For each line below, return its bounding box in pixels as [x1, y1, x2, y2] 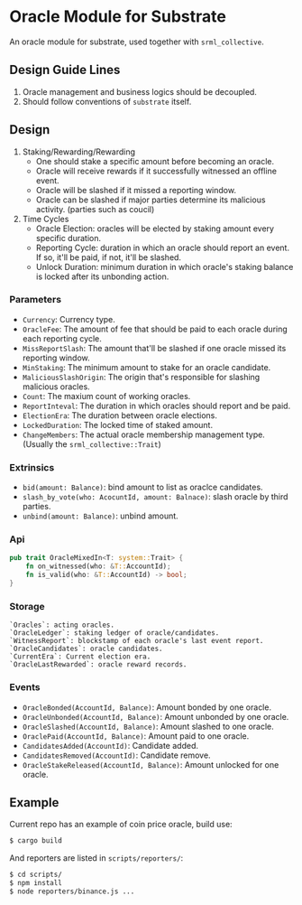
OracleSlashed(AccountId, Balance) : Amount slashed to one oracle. [22, 721, 275, 732]
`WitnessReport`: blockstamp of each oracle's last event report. [9, 637, 264, 646]
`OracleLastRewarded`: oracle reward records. [9, 660, 188, 669]
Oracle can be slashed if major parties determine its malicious [35, 194, 266, 205]
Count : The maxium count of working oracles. [22, 390, 191, 401]
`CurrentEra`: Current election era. [9, 652, 151, 661]
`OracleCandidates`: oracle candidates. [9, 644, 164, 654]
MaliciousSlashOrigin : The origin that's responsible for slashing [22, 371, 261, 382]
